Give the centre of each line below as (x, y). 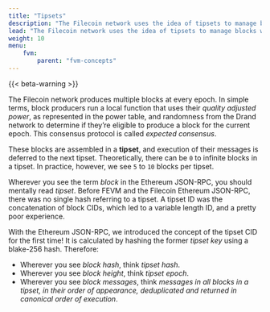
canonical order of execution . (69, 298)
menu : (17, 46)
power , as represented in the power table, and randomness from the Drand (133, 116)
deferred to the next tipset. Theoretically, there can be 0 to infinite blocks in (133, 157)
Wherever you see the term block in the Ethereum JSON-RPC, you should (130, 181)
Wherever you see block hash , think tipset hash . (100, 264)
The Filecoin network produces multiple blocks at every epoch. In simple (129, 99)
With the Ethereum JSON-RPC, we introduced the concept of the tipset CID (133, 231)
